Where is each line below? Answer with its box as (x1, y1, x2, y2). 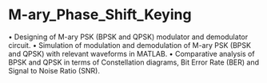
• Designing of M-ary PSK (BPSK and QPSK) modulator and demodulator (8, 32, 249, 41)
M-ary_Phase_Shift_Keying (8, 6, 192, 24)
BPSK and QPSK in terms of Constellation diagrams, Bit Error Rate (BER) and (8, 57, 260, 67)
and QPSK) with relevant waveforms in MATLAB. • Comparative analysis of (8, 49, 255, 58)
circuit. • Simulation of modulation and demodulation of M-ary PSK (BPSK (8, 40, 252, 49)
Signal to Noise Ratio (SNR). (8, 65, 100, 75)
